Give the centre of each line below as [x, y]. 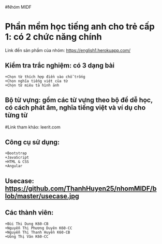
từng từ [16, 115]
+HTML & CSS [17, 162]
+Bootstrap [16, 153]
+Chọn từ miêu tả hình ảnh [32, 85]
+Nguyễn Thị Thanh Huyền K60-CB [37, 232]
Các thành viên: [29, 213]
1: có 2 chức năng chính [53, 37]
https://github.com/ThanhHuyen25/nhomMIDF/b [81, 188]
